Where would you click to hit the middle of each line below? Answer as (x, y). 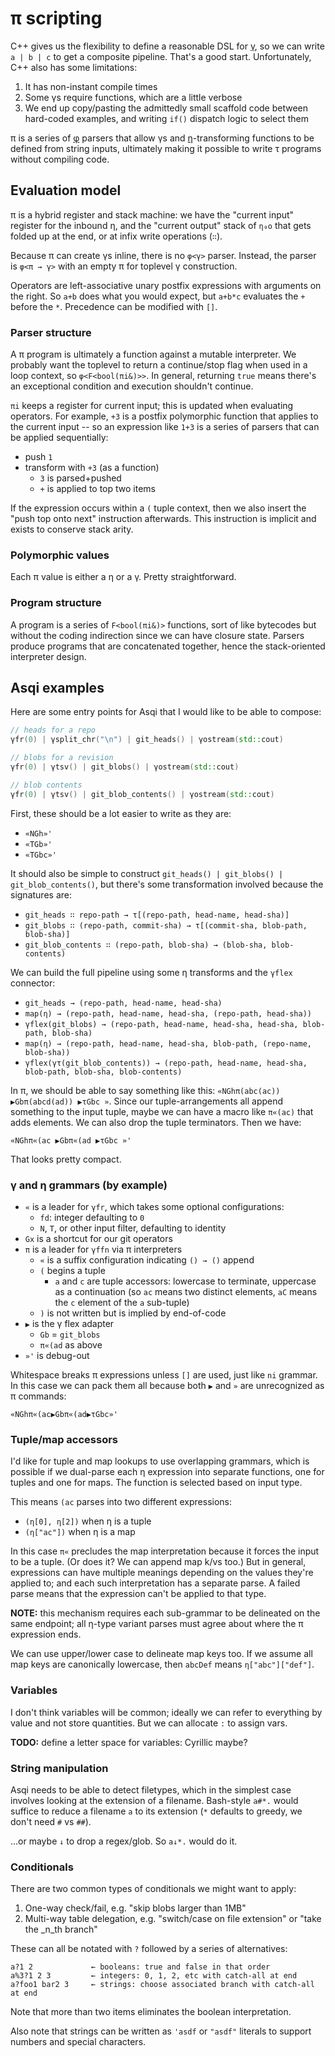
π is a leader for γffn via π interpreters (103, 1249)
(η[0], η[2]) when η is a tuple (88, 1521)
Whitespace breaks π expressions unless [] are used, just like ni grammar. (164, 1375)
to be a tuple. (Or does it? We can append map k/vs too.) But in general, (158, 1562)
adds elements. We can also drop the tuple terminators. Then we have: (156, 1122)
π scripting (56, 18)
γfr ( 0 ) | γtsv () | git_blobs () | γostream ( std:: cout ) (125, 767)
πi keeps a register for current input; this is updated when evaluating (152, 406)
